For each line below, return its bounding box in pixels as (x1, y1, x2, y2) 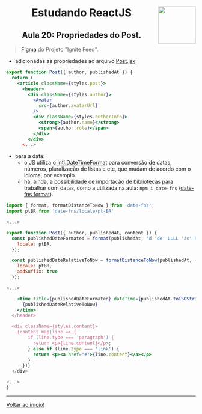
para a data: (14, 153, 45, 160)
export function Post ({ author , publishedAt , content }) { (6, 230, 158, 236)
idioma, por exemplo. (23, 172, 76, 179)
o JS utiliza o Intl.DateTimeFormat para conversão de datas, (23, 159, 173, 166)
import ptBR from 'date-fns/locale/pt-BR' (6, 208, 114, 215)
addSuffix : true (17, 269, 58, 275)
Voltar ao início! (6, 401, 45, 408)
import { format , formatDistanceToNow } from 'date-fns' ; (6, 202, 155, 209)
